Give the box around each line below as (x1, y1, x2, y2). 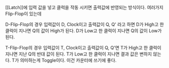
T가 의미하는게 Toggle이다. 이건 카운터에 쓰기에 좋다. (12, 57, 117, 63)
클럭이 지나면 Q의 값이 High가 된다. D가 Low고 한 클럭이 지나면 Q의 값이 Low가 (5, 28, 162, 34)
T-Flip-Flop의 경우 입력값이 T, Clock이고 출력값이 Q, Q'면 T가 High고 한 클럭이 (5, 45, 162, 50)
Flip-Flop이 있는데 (5, 11, 42, 17)
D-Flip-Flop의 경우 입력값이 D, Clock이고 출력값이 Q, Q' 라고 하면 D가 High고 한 (5, 22, 164, 27)
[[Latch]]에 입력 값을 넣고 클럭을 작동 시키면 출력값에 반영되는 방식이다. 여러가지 (5, 5, 163, 10)
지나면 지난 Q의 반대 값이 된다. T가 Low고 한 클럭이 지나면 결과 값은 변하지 (5, 51, 152, 57)
